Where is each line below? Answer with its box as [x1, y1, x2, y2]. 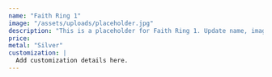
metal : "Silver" [8, 42, 63, 50]
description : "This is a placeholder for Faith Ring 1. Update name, [8, 26, 249, 34]
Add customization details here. [15, 57, 129, 65]
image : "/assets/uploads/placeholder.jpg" [8, 19, 154, 27]
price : [8, 34, 31, 43]
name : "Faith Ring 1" [8, 11, 82, 20]
